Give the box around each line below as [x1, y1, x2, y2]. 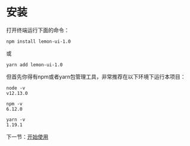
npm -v [6, 100, 23, 107]
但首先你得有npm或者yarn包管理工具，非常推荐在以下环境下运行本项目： [6, 73, 186, 80]
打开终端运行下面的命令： [6, 26, 70, 34]
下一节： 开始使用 [6, 133, 49, 140]
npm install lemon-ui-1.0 [6, 38, 71, 44]
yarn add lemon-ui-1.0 [6, 61, 63, 68]
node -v [6, 85, 26, 91]
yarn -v [6, 117, 26, 123]
